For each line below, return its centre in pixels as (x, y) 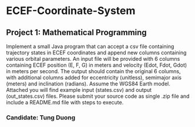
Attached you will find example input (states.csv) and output (79, 90)
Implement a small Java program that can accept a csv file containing (90, 46)
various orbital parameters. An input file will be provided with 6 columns (93, 59)
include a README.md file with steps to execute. (65, 102)
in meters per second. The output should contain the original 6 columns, (93, 71)
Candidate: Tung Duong (41, 117)
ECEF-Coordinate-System (71, 11)
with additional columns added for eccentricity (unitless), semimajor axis (94, 78)
